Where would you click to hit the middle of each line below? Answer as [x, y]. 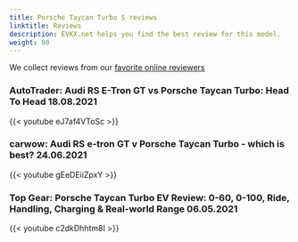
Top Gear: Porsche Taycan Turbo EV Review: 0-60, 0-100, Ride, [149, 198]
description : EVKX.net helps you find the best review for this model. [145, 34]
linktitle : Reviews [46, 26]
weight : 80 [29, 42]
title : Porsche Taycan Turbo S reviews [83, 17]
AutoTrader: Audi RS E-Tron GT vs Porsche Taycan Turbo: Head [149, 91]
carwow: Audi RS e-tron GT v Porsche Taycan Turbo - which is [147, 144]
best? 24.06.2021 [48, 155]
